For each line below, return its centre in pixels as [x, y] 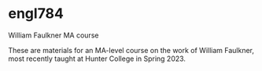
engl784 [36, 14]
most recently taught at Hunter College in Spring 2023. [97, 59]
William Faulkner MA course [54, 35]
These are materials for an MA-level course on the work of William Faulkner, [131, 50]
